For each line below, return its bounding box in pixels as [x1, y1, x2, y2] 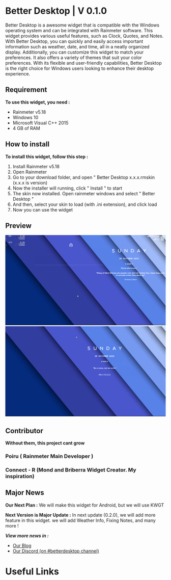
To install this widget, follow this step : [5, 153, 88, 160]
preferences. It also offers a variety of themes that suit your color [5, 54, 142, 61]
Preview [5, 221, 32, 230]
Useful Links [5, 566, 60, 577]
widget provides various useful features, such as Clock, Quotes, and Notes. [5, 33, 164, 39]
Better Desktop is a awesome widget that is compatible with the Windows [5, 22, 159, 28]
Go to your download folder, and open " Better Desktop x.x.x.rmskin [12, 174, 155, 180]
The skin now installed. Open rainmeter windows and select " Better [12, 190, 155, 196]
